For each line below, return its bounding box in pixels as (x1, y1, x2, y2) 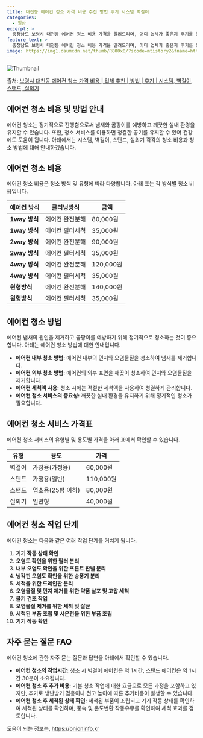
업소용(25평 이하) (33, 486, 81, 494)
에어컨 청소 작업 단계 (7, 520, 78, 530)
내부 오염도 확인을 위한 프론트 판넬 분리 (15, 564, 106, 572)
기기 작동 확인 (15, 617, 48, 625)
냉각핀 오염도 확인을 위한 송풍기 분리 (15, 572, 100, 579)
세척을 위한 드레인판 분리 (15, 579, 73, 587)
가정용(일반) (33, 475, 66, 483)
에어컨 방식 (10, 203, 40, 212)
